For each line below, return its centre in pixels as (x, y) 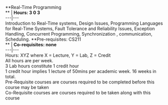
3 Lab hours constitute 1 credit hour (42, 66)
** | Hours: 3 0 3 (23, 13)
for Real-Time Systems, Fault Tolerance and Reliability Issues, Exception (80, 29)
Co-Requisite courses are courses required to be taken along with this (78, 93)
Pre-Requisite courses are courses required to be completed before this (80, 82)
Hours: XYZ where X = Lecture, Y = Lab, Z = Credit (58, 55)
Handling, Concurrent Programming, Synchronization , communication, (79, 34)
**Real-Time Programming (33, 7)
